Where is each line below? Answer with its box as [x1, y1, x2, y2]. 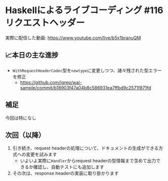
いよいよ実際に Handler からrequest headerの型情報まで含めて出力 [20, 158, 156, 164]
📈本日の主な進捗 [5, 51, 59, 59]
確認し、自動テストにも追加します [33, 164, 104, 170]
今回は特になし [5, 115, 36, 121]
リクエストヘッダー [5, 17, 85, 29]
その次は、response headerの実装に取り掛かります [12, 170, 119, 176]
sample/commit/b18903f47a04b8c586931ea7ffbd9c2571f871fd [20, 84, 151, 90]
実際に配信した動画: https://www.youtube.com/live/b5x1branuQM [5, 35, 141, 41]
